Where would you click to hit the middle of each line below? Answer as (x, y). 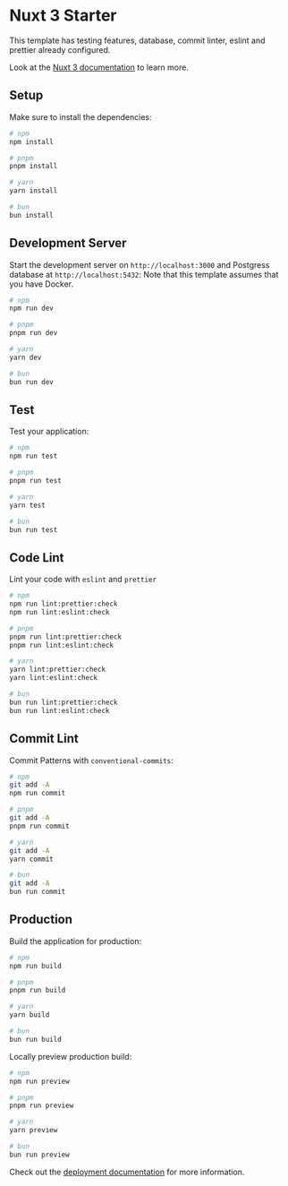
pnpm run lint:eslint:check (62, 645)
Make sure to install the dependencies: (80, 116)
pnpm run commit (39, 826)
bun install (31, 215)
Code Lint (37, 558)
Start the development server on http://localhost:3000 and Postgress (140, 264)
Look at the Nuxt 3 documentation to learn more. (99, 67)
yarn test (28, 505)
